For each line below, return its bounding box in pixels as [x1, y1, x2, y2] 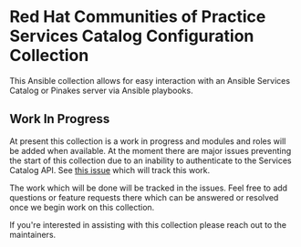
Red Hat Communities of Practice [9, 6, 266, 27]
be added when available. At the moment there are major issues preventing [9, 145, 292, 156]
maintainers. [9, 229, 57, 240]
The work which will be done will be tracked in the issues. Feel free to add [9, 182, 288, 193]
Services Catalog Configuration [9, 26, 254, 46]
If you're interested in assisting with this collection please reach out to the [9, 219, 287, 230]
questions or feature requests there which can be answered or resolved [9, 191, 279, 202]
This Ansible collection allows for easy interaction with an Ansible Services [9, 75, 290, 86]
